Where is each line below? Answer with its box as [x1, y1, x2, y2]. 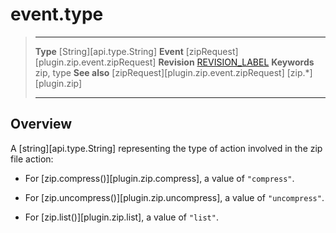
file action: [10, 153, 54, 165]
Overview [10, 116, 73, 133]
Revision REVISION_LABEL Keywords [158, 56, 315, 68]
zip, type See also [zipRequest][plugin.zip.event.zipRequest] [34, 66, 285, 78]
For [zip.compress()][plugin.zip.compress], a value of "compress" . [24, 172, 295, 184]
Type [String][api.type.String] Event [34, 45, 184, 57]
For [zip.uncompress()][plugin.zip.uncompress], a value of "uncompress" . [24, 191, 325, 203]
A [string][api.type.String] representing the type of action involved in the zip [10, 142, 323, 154]
